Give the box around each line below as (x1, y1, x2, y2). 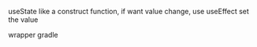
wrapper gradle (8, 31, 58, 39)
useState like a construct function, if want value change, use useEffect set (8, 7, 250, 16)
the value (8, 15, 39, 24)
